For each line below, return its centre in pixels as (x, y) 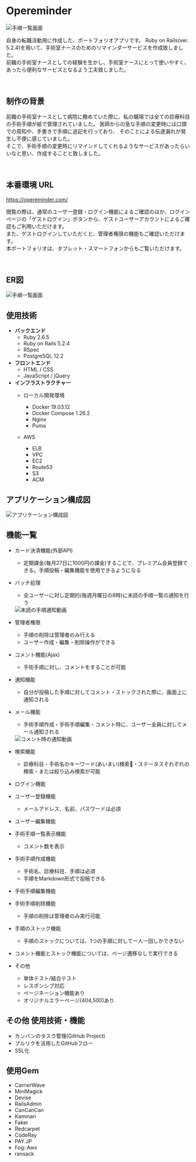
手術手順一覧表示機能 (40, 833)
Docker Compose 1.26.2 (61, 413)
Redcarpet (27, 1129)
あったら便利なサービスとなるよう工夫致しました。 (68, 69)
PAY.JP (23, 1141)
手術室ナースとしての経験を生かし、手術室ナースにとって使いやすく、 (106, 62)
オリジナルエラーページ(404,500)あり (69, 1000)
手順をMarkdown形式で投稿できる (64, 878)
